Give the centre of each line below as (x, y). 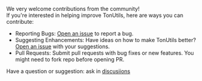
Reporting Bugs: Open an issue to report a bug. (74, 33)
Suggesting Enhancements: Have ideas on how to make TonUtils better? (106, 40)
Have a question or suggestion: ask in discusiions (68, 71)
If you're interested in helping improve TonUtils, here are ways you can (95, 15)
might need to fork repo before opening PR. (70, 59)
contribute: (20, 22)
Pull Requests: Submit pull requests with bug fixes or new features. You (104, 53)
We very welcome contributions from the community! (73, 9)
